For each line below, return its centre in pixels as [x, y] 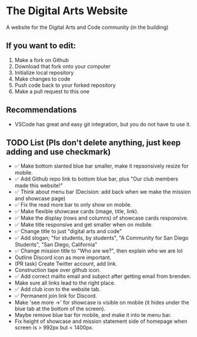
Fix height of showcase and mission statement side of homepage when [101, 321]
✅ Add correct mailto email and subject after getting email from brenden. [103, 276]
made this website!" [39, 186]
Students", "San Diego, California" [56, 245]
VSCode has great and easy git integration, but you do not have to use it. [103, 124]
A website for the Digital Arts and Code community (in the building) [87, 27]
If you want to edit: [41, 46]
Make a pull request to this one [52, 91]
